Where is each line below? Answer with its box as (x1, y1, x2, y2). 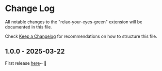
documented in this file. (5, 24, 52, 29)
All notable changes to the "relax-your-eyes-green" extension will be (5, 19, 143, 25)
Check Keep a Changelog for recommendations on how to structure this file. (5, 33, 158, 39)
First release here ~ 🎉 (5, 60, 47, 66)
